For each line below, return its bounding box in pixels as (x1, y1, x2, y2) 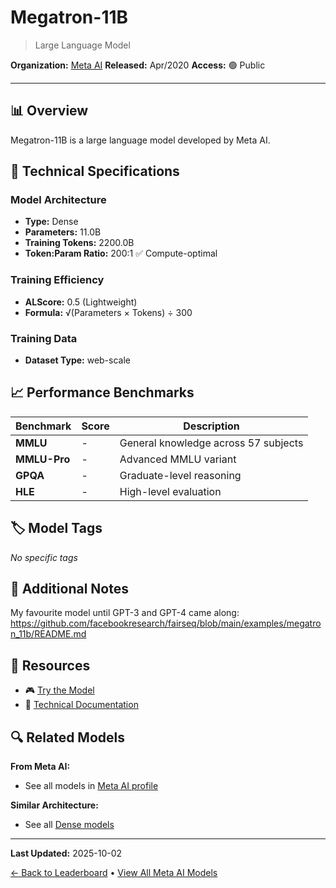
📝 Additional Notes (10, 581, 129, 598)
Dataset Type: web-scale (24, 354, 131, 366)
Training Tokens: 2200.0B (24, 237, 135, 249)
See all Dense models (24, 819, 115, 831)
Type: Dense (24, 216, 79, 228)
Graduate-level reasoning (119, 468, 242, 482)
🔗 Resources (10, 657, 91, 674)
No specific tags (10, 551, 78, 563)
